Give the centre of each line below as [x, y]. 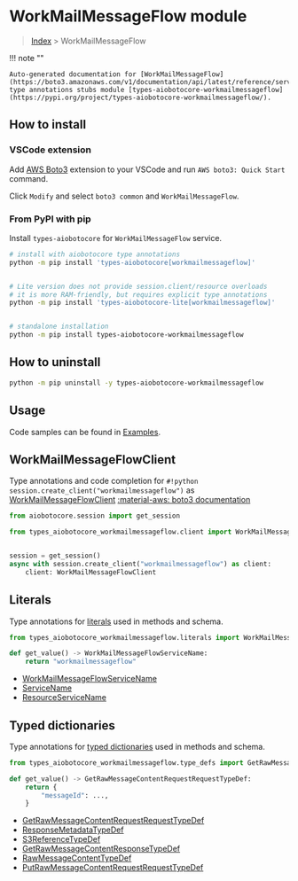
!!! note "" [27, 58]
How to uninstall [55, 362]
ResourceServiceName [64, 698]
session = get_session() [55, 556]
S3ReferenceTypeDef [61, 839]
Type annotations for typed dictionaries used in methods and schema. [137, 746]
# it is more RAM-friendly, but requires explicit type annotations [138, 294]
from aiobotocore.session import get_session [94, 516]
